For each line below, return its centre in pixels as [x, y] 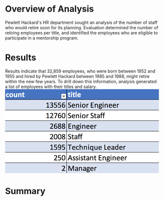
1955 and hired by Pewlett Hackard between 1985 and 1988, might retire [77, 76]
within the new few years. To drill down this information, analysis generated [81, 81]
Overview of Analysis [50, 9]
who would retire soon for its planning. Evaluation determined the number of [82, 27]
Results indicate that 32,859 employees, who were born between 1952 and [80, 71]
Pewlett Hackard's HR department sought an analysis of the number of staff [81, 22]
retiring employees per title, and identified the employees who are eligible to [82, 33]
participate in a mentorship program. [42, 38]
